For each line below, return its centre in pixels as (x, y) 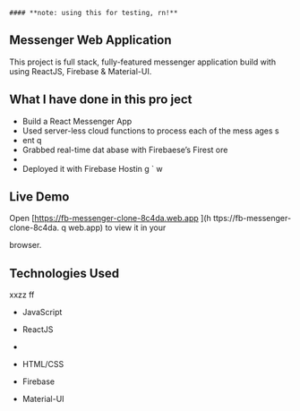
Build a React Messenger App (77, 121)
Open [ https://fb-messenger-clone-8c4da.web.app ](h (111, 218)
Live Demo (39, 197)
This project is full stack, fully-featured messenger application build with (142, 62)
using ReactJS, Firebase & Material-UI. (81, 71)
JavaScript (42, 313)
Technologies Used (64, 273)
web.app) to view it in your (117, 227)
